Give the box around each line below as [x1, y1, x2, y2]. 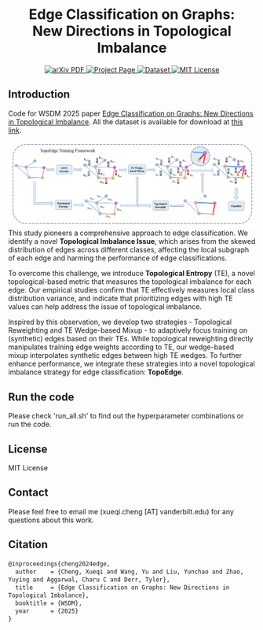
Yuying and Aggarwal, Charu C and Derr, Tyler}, [8, 576, 170, 584]
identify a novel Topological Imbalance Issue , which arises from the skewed [8, 237, 256, 246]
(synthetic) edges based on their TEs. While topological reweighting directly [8, 334, 254, 344]
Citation [8, 538, 49, 551]
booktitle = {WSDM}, [15, 599, 82, 607]
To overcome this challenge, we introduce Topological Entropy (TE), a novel [8, 269, 255, 278]
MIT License [8, 463, 49, 473]
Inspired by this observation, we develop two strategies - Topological [8, 317, 232, 327]
